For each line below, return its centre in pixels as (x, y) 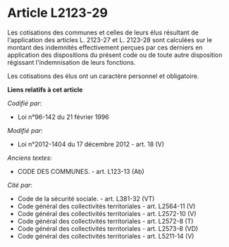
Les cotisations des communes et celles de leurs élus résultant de (103, 32)
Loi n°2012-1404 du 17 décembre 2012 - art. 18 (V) (91, 144)
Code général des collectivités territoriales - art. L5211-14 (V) (106, 236)
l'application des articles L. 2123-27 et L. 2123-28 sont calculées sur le (110, 39)
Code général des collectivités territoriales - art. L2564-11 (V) (106, 206)
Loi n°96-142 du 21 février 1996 (63, 117)
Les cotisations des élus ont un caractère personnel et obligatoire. (103, 76)
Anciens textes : (30, 158)
